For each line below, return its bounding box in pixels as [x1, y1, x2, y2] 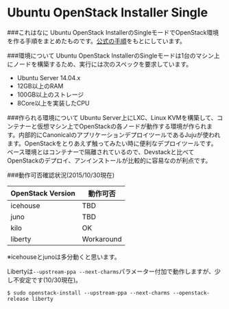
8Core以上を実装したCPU [16, 99, 90, 107]
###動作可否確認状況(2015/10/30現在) [7, 171, 115, 179]
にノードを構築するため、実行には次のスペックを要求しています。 [7, 60, 193, 68]
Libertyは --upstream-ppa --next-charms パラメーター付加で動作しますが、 [7, 267, 215, 275]
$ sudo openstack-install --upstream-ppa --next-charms [7, 289, 170, 296]
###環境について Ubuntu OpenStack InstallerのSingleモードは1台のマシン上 [7, 51, 220, 60]
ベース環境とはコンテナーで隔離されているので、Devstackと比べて [7, 147, 195, 156]
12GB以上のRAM [16, 82, 64, 90]
